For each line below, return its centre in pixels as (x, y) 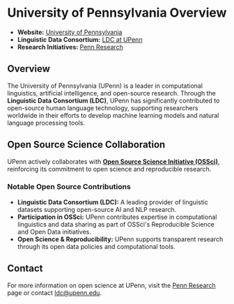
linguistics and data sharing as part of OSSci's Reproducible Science (116, 224)
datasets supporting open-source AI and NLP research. (97, 209)
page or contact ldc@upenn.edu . (55, 292)
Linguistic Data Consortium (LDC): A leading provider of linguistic (113, 202)
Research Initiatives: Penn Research (70, 47)
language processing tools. (46, 123)
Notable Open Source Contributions (69, 187)
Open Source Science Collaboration (86, 145)
